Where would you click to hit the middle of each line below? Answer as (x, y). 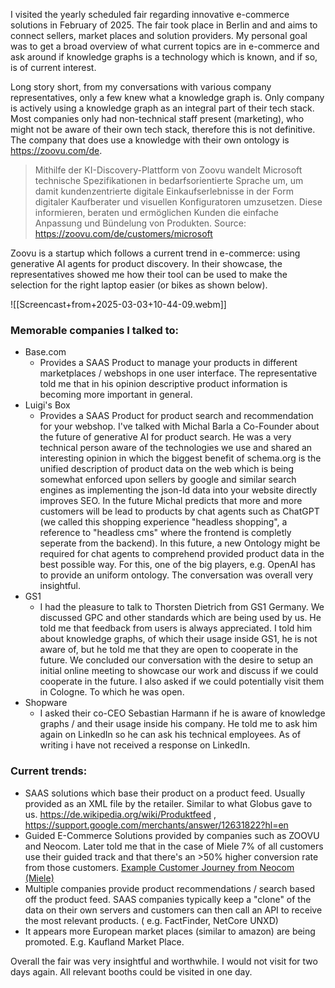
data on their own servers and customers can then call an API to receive (173, 910)
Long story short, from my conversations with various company (141, 87)
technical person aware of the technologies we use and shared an (176, 448)
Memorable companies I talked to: (95, 330)
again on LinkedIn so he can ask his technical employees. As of (170, 735)
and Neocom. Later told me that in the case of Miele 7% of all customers (174, 846)
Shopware (46, 703)
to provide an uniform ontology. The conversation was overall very (176, 575)
